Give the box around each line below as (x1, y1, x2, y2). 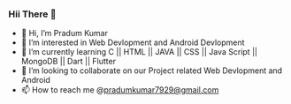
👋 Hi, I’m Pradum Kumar (20, 28, 108, 39)
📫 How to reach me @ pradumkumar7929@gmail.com (20, 85, 219, 95)
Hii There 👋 (8, 8, 57, 20)
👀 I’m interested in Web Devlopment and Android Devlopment (20, 37, 245, 48)
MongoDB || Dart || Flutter (20, 56, 117, 67)
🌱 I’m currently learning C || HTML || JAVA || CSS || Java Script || (20, 47, 258, 57)
